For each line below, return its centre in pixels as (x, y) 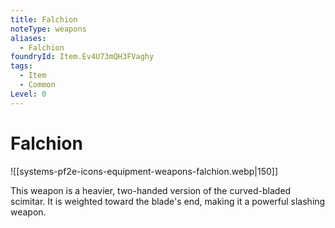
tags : (21, 66)
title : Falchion (44, 19)
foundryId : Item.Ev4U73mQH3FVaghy (82, 57)
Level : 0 (28, 94)
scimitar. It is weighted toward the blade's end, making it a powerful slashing (168, 201)
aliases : (28, 38)
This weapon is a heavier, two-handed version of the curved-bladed (151, 190)
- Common (37, 85)
